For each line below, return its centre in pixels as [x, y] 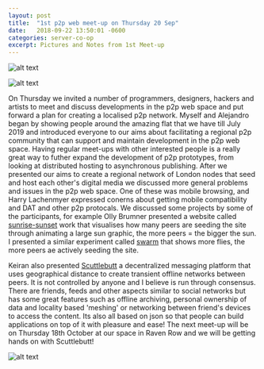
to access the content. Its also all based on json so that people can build [126, 316]
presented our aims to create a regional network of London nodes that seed [132, 175]
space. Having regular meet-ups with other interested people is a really [124, 149]
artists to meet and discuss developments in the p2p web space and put [126, 107]
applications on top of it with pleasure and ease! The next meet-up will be [128, 325]
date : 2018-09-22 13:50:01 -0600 [67, 30]
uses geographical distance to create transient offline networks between [127, 274]
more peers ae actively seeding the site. [73, 250]
